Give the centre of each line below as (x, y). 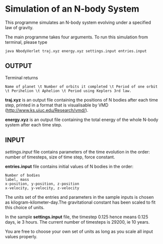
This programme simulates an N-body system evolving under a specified (78, 22)
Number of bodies (23, 175)
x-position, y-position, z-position (42, 184)
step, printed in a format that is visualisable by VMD (57, 105)
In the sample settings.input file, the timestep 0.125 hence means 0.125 (77, 217)
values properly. (21, 236)
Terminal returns (21, 78)
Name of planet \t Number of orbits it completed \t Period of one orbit (81, 87)
